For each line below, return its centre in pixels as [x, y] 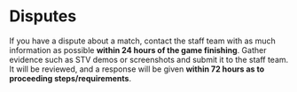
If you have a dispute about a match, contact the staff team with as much [143, 41]
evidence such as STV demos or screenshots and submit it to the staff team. [149, 59]
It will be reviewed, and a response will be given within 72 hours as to [137, 69]
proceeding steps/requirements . [70, 78]
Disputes [43, 16]
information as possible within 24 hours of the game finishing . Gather [138, 50]
